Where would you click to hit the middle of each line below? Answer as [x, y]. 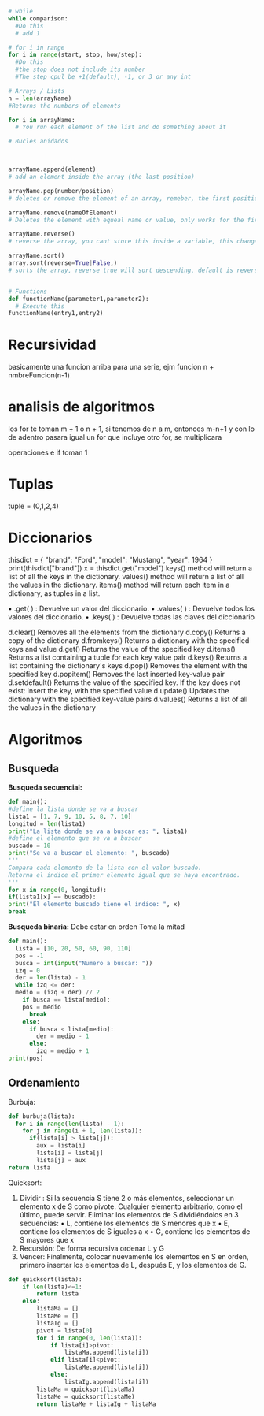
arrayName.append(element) [52, 169]
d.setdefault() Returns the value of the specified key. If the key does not [125, 682]
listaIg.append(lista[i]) [106, 1382]
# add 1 [28, 33]
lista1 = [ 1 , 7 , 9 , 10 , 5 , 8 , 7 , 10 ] [70, 816]
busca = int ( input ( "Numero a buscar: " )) [84, 963]
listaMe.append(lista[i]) [106, 1367]
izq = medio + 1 [63, 1051]
